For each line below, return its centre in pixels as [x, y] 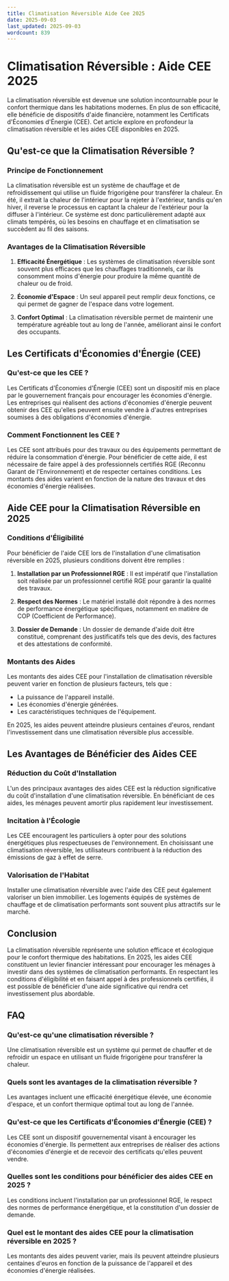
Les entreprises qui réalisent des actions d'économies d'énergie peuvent [110, 403]
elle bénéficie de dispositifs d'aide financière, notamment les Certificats [108, 115]
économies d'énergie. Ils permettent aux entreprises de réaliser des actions [113, 1144]
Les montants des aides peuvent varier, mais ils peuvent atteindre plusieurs [113, 1256]
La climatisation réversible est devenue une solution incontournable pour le [113, 100]
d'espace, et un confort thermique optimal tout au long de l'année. [100, 1104]
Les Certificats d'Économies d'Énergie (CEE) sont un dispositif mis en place [113, 387]
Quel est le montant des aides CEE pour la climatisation [100, 1232]
